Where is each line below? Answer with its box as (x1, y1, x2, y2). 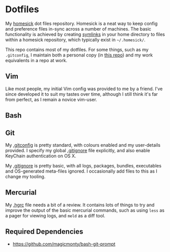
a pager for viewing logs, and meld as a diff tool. (5, 212, 105, 218)
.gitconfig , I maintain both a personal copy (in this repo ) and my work (5, 52, 153, 58)
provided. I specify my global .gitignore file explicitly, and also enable (5, 147, 150, 153)
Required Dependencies (5, 228, 83, 236)
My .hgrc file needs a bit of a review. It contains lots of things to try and (5, 202, 155, 208)
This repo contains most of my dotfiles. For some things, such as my (5, 46, 149, 52)
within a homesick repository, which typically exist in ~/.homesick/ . (5, 37, 146, 43)
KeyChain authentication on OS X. (5, 153, 76, 159)
